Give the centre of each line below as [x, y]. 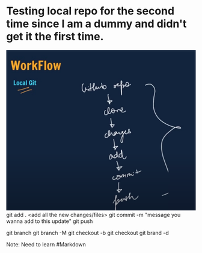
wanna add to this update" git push [50, 221]
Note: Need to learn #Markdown [46, 245]
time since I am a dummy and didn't [96, 24]
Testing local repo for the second [90, 11]
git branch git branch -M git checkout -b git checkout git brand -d [88, 233]
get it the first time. [55, 37]
